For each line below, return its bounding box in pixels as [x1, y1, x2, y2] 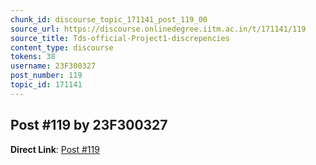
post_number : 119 [10, 71, 83, 81]
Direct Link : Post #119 [10, 143, 100, 155]
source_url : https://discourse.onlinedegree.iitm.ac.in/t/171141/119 [10, 24, 307, 34]
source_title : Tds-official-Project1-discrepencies [10, 33, 230, 43]
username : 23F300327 [10, 61, 97, 71]
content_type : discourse [10, 42, 114, 53]
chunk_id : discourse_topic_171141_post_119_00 [10, 14, 208, 25]
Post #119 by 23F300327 [10, 117, 168, 134]
